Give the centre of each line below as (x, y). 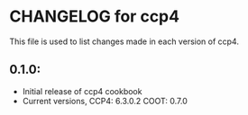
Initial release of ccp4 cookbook (82, 91)
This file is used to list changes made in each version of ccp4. (124, 41)
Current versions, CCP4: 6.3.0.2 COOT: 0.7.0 (105, 101)
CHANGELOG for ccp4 (95, 17)
